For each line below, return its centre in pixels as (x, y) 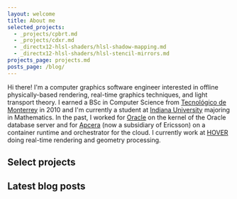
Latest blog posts (46, 187)
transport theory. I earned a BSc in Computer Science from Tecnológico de (117, 102)
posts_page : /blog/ (36, 67)
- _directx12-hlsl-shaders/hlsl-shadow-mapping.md (90, 47)
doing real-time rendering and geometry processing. (84, 140)
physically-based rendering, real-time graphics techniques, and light (108, 95)
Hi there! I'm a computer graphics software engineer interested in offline (113, 87)
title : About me (31, 21)
